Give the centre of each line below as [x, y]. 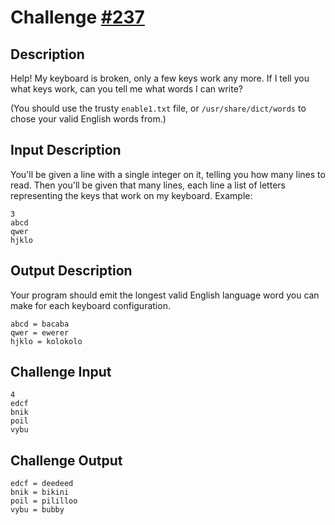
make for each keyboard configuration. [90, 305]
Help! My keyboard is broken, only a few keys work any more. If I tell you [160, 78]
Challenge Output [66, 460]
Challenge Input [61, 372]
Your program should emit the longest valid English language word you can [165, 295]
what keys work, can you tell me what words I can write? [126, 89]
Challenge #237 [77, 17]
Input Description [66, 150]
